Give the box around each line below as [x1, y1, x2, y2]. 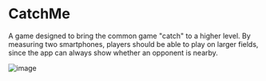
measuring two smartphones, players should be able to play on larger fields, [8, 39, 259, 48]
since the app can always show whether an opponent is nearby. [8, 48, 218, 57]
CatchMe [8, 5, 70, 23]
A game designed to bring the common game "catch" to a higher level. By [8, 31, 252, 40]
